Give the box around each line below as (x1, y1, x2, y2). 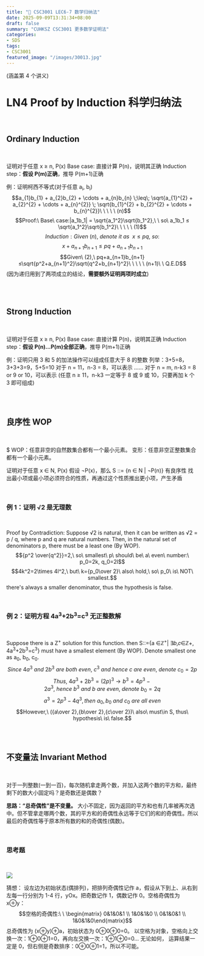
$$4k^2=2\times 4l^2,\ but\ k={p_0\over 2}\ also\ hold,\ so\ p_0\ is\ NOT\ (11, 567, 194, 575)
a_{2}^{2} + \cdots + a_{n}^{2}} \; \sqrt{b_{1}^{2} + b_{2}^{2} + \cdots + (12, 201, 192, 208)
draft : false (6, 20, 40, 26)
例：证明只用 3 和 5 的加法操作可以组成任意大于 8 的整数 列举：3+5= (6, 356, 179, 363)
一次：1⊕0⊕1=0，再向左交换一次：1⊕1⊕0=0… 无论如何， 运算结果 (11, 935, 191, 942)
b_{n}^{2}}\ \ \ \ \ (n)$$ (74, 207, 131, 214)
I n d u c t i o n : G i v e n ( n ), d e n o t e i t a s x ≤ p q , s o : (44, 233, 160, 240)
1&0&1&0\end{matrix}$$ (72, 917, 133, 924)
